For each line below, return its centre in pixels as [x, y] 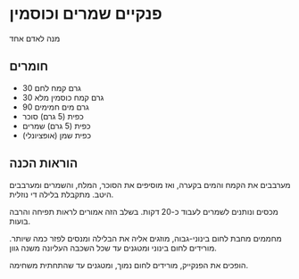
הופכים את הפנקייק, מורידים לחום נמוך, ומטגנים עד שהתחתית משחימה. [129, 265]
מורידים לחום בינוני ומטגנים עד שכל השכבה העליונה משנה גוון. [113, 248]
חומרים [29, 66]
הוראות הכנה [44, 164]
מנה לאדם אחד [35, 38]
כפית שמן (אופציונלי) [57, 135]
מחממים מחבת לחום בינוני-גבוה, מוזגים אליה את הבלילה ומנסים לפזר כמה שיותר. [146, 238]
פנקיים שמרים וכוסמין [86, 14]
